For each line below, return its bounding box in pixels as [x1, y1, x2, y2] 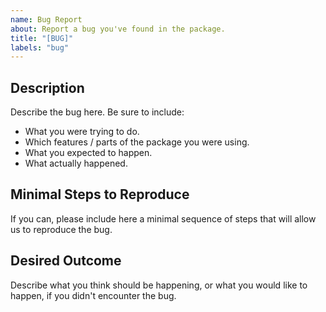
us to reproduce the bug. [10, 223, 113, 235]
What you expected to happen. [24, 147, 153, 159]
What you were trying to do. [24, 126, 140, 138]
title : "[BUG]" [10, 33, 74, 43]
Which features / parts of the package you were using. [24, 136, 250, 148]
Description [10, 79, 85, 96]
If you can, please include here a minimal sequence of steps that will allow [10, 212, 317, 225]
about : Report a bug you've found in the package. [10, 24, 226, 34]
